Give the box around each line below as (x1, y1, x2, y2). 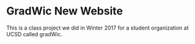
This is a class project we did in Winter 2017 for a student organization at (6, 24, 189, 31)
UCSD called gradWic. (6, 30, 63, 37)
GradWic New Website (6, 4, 123, 18)
